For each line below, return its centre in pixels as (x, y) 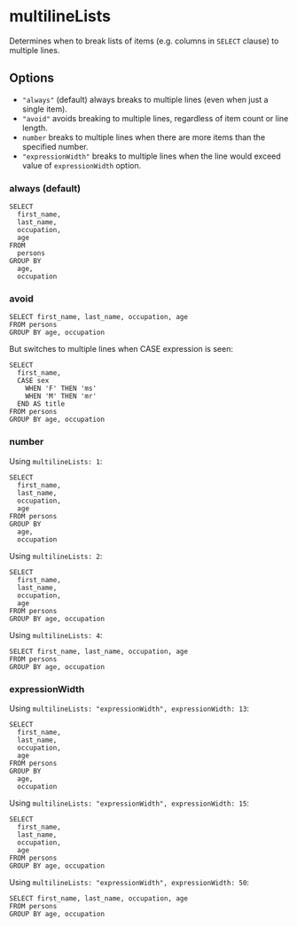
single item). (45, 109)
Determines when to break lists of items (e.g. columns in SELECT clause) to (144, 41)
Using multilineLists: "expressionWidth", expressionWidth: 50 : (129, 882)
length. (35, 128)
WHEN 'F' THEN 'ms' (61, 389)
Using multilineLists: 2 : (56, 556)
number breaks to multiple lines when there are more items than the (144, 137)
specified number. (55, 146)
